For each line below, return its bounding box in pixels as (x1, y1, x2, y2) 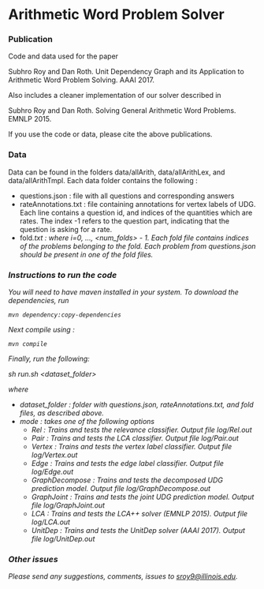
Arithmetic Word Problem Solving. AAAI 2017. (8, 75, 155, 84)
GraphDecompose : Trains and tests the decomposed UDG (31, 475, 223, 485)
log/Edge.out (31, 467, 73, 477)
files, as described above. (19, 408, 105, 418)
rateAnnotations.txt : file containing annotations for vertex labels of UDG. (19, 199, 256, 208)
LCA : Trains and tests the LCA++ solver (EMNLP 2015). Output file (31, 509, 248, 519)
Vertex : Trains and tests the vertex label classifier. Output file (31, 442, 232, 452)
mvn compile (8, 340, 47, 348)
